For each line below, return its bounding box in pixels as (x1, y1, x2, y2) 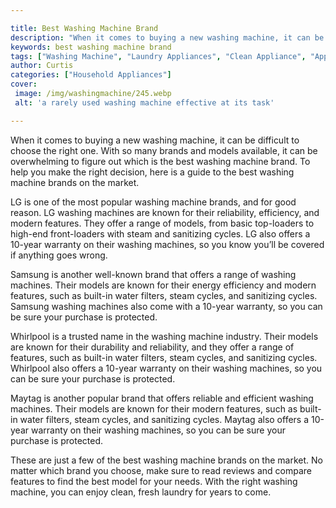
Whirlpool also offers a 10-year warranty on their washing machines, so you (10, 362, 323, 374)
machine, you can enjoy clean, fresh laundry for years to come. (10, 486, 272, 498)
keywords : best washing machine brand (10, 42, 172, 52)
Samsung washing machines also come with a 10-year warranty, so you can (10, 300, 323, 312)
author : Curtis (10, 61, 74, 71)
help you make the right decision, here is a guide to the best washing (10, 166, 295, 178)
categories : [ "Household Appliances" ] (10, 70, 172, 80)
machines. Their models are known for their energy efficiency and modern (10, 279, 317, 291)
